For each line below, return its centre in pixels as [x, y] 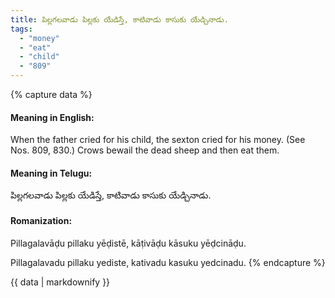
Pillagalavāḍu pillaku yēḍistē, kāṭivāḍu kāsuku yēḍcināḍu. [128, 243]
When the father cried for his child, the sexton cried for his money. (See [158, 140]
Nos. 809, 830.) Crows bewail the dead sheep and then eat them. [145, 150]
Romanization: [41, 220]
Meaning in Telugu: [51, 173]
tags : [21, 29]
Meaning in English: [52, 117]
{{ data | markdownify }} [60, 282]
